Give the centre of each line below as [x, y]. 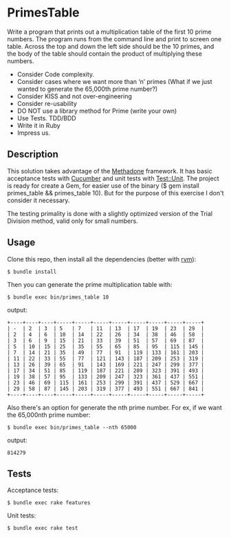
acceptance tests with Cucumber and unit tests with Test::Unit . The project [113, 178]
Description [33, 154]
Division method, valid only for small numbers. [73, 221]
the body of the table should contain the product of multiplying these [105, 54]
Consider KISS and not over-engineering [75, 96]
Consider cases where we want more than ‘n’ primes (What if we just [114, 81]
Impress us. [34, 133]
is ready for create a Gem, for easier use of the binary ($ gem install [103, 185]
